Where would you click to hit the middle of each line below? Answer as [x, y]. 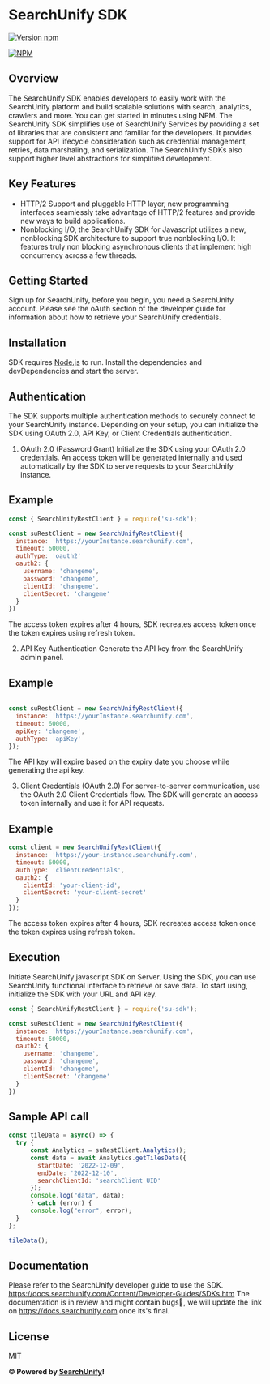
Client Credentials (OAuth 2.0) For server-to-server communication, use [140, 786]
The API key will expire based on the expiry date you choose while [119, 762]
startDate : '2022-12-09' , [81, 1165]
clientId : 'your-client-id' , [72, 885]
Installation [37, 343]
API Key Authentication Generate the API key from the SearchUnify [131, 649]
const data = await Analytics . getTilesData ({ [108, 1158]
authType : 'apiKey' [49, 739]
